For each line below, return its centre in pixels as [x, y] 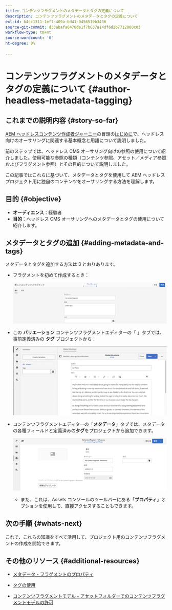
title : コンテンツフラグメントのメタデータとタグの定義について [65, 11]
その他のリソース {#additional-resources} [72, 561]
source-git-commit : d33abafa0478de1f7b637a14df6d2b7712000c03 [73, 27]
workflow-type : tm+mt [28, 33]
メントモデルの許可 [33, 602]
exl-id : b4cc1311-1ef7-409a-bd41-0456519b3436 [56, 22]
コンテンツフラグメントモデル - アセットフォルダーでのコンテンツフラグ [89, 596]
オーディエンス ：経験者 [37, 212]
